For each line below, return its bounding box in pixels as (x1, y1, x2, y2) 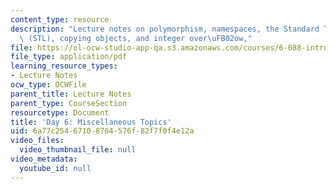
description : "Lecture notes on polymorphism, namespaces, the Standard (10, 24, 320, 34)
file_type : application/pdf (10, 52, 128, 62)
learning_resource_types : (10, 61, 118, 71)
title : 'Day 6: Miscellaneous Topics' (10, 117, 172, 127)
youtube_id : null (19, 163, 92, 173)
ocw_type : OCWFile (10, 80, 87, 90)
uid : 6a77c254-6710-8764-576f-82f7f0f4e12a (10, 126, 195, 136)
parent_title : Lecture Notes (10, 89, 132, 99)
